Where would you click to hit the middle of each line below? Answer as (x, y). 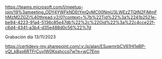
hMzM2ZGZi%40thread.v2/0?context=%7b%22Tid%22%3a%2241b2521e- (81, 17)
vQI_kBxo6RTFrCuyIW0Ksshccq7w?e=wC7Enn (52, 51)
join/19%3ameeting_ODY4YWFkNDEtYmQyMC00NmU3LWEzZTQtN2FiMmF (81, 12)
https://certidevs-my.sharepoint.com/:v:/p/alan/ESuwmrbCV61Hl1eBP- (75, 46)
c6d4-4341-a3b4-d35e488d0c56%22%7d (48, 28)
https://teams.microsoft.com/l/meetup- (44, 7)
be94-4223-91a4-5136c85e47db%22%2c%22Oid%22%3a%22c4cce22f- (80, 22)
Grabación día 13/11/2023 (30, 37)
